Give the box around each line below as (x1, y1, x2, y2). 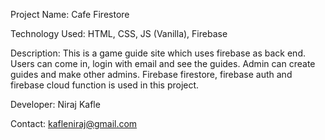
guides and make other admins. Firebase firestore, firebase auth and (10, 69, 293, 80)
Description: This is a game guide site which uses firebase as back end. (10, 47, 306, 59)
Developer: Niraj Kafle (10, 99, 101, 110)
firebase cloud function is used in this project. (10, 79, 200, 91)
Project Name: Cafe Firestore (10, 9, 130, 20)
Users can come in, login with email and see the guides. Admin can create (10, 58, 316, 69)
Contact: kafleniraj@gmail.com (10, 118, 138, 129)
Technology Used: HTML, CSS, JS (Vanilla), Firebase (10, 28, 228, 39)
